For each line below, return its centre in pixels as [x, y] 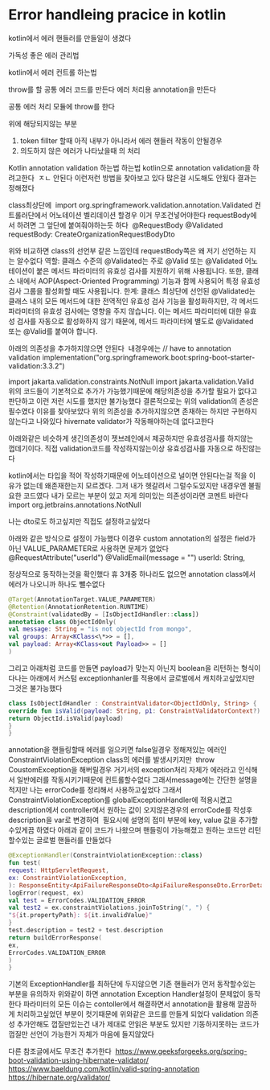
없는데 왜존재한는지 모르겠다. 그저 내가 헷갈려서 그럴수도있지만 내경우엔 [135, 485]
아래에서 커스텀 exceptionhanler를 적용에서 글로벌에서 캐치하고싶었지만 [142, 678]
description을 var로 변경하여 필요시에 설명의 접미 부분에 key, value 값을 [123, 820]
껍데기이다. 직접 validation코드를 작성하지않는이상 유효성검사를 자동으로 [121, 448]
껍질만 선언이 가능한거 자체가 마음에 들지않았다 [82, 1034]
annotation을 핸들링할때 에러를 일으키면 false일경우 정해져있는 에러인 [118, 750]
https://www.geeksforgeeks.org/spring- [181, 1051]
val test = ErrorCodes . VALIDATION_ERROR [77, 900]
